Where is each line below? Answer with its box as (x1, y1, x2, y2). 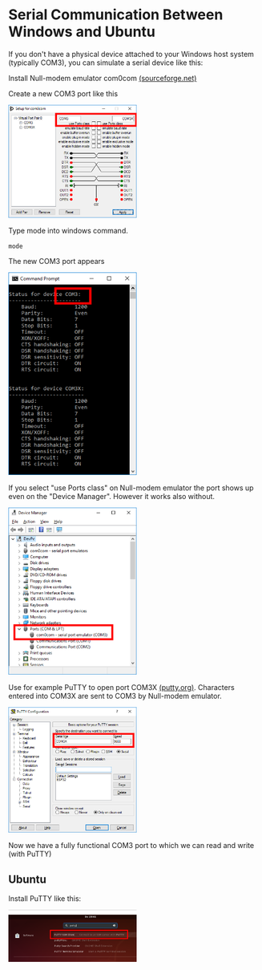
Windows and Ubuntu (8, 22, 156, 41)
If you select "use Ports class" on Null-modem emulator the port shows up (8, 483, 254, 493)
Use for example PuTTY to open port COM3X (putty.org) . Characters (8, 683, 235, 692)
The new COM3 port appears (8, 257, 105, 266)
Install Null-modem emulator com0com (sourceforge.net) (8, 73, 197, 83)
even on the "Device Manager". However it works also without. (8, 491, 215, 501)
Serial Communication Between (8, 6, 224, 24)
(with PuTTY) (8, 849, 52, 859)
